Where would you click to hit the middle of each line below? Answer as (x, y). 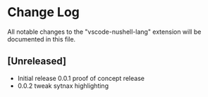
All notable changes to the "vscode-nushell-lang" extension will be (104, 32)
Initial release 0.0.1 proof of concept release (81, 78)
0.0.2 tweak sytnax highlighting (63, 86)
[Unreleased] (37, 62)
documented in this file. (42, 39)
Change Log (43, 12)
